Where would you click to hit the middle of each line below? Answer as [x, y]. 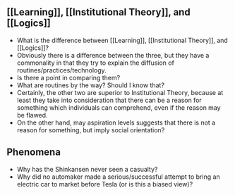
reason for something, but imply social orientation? [91, 130]
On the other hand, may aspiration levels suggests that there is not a [116, 122]
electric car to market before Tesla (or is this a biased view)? [105, 184]
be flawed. [32, 115]
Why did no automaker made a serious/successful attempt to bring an [118, 177]
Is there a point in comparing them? [68, 77]
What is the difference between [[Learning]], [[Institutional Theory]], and [122, 40]
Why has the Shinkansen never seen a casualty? [87, 169]
